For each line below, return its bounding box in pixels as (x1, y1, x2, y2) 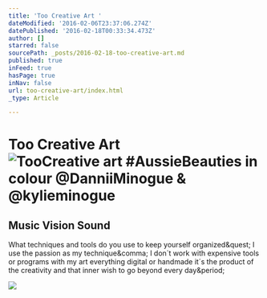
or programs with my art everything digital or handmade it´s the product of (8, 257, 254, 267)
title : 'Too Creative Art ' (8, 11, 103, 20)
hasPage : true (8, 71, 56, 80)
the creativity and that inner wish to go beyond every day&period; (8, 266, 225, 276)
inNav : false (8, 79, 52, 87)
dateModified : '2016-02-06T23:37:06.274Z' (8, 19, 152, 27)
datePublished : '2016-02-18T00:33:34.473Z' (8, 27, 156, 35)
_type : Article (8, 94, 59, 102)
